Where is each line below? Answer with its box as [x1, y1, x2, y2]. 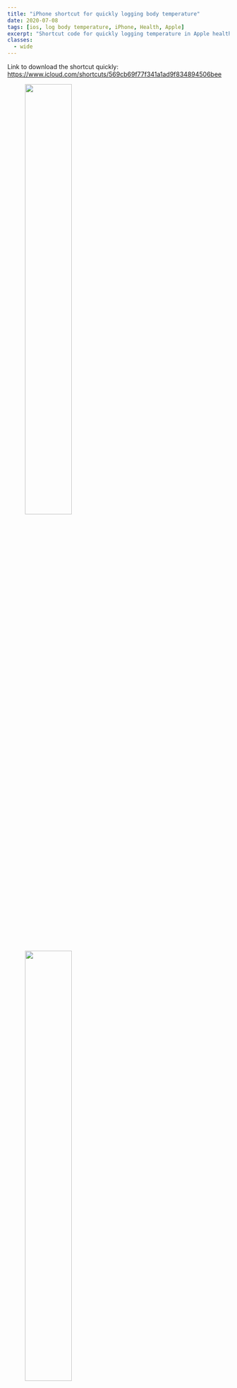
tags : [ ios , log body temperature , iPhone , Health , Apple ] [7, 23, 185, 30]
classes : [7, 37, 33, 44]
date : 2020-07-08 [7, 17, 59, 24]
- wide [13, 43, 33, 50]
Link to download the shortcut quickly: [7, 63, 119, 71]
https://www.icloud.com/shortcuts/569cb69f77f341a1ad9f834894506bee [7, 70, 222, 78]
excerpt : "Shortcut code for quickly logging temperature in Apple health [7, 30, 232, 37]
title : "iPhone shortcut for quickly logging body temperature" [7, 10, 200, 18]
